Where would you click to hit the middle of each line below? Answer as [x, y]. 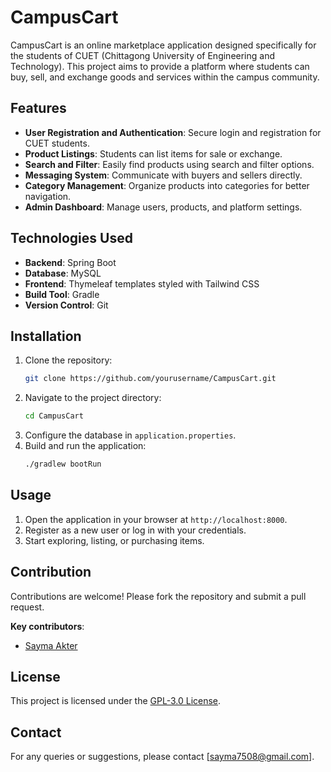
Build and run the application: [85, 446]
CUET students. [57, 143]
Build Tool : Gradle [62, 294]
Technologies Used [71, 238]
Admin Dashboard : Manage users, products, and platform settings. [163, 207]
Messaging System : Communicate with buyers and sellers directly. [163, 175]
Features [38, 108]
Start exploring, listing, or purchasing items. [114, 540]
